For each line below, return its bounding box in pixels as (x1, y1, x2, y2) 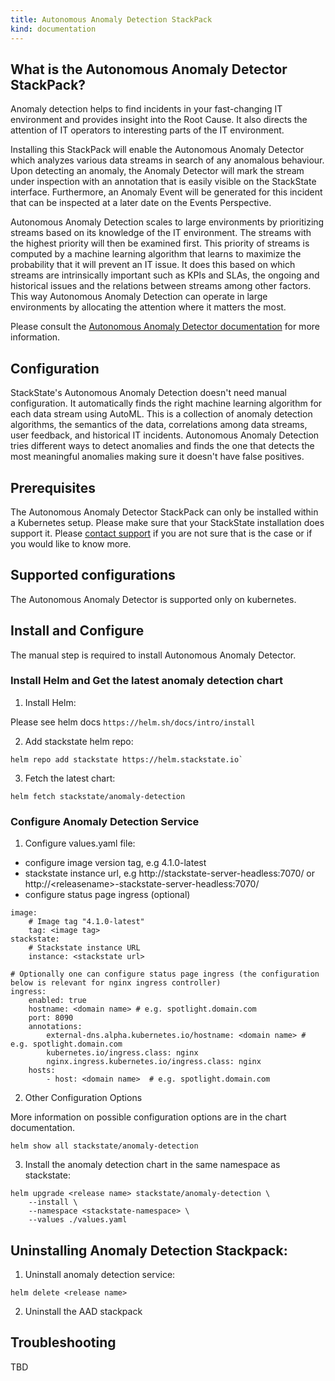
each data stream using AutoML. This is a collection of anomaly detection (10, 408, 313, 420)
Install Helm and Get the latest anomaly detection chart (10, 674, 284, 688)
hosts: (28, 1066, 56, 1076)
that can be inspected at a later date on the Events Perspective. (10, 197, 272, 209)
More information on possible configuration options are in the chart (10, 1111, 287, 1123)
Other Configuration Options (24, 1092, 143, 1104)
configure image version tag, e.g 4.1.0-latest (24, 857, 207, 869)
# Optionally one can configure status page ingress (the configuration (10, 969, 320, 980)
